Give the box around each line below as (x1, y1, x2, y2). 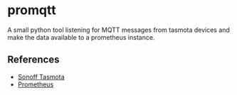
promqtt (7, 2, 56, 18)
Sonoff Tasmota (17, 72, 65, 81)
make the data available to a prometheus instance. (7, 33, 155, 41)
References (7, 54, 60, 66)
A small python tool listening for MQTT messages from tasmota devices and (7, 26, 230, 34)
